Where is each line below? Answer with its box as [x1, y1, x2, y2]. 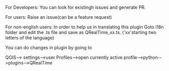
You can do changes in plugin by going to [5, 45, 92, 50]
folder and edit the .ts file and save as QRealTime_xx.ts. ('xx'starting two [5, 29, 156, 35]
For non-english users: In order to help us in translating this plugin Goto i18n [5, 24, 164, 30]
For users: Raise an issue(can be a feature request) [5, 14, 112, 20]
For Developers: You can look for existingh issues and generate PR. [5, 5, 146, 10]
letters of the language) [5, 35, 54, 41]
